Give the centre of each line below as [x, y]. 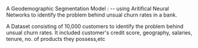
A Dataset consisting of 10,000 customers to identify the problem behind [95, 26]
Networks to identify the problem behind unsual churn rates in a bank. [92, 15]
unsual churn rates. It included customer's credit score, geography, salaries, [99, 33]
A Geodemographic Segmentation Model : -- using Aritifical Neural [87, 9]
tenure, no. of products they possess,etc [56, 39]
